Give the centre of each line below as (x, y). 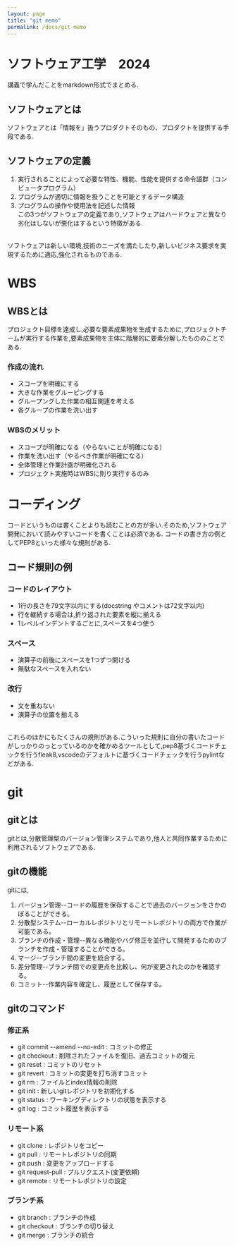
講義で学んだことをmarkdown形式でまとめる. (73, 85)
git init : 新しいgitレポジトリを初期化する (76, 1091)
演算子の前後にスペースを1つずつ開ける (74, 660)
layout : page (26, 14)
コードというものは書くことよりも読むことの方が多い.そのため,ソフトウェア (117, 525)
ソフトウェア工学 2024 (79, 64)
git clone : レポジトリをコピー (61, 1145)
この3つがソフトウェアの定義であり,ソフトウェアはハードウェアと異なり (122, 214)
